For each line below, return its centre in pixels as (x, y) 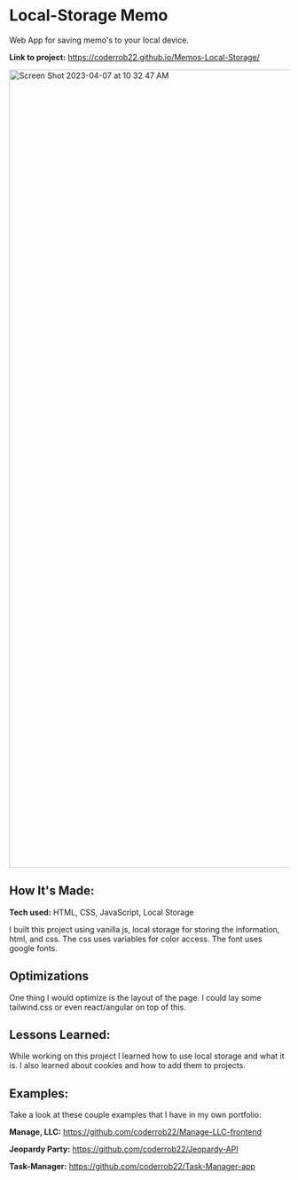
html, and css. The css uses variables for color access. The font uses (136, 939)
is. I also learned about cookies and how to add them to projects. (127, 1066)
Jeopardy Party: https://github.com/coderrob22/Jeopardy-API (124, 1149)
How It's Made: (52, 891)
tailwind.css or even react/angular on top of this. (98, 1007)
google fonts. (33, 948)
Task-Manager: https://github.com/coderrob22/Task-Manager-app (132, 1167)
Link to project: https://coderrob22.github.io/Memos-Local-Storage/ (134, 57)
